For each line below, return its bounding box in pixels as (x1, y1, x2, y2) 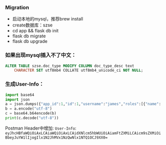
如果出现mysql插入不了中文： (5, 52, 77, 59)
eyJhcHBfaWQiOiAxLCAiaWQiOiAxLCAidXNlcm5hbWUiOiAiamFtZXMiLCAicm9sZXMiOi (5, 131, 162, 136)
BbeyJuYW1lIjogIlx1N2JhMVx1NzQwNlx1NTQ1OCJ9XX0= (5, 135, 108, 140)
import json (5, 97, 30, 102)
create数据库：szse (12, 22, 53, 28)
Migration (5, 4, 29, 11)
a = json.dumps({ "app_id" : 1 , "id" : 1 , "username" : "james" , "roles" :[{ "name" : (5, 102, 162, 107)
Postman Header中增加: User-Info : (5, 125, 77, 131)
